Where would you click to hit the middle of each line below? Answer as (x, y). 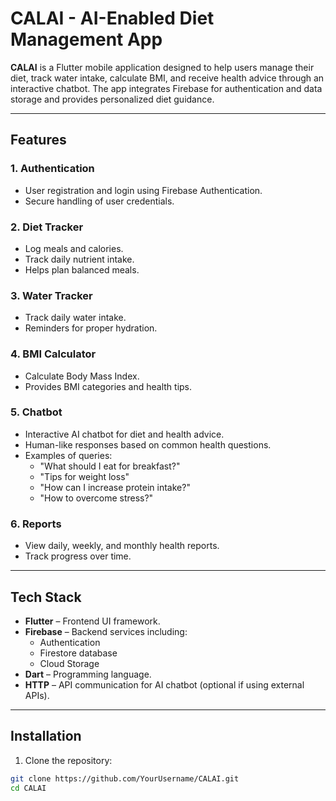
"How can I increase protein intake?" (115, 487)
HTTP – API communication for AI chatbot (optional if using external (164, 684)
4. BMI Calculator (53, 354)
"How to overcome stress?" (96, 498)
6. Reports (36, 524)
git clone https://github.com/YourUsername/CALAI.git (125, 778)
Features (38, 140)
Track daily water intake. (75, 318)
